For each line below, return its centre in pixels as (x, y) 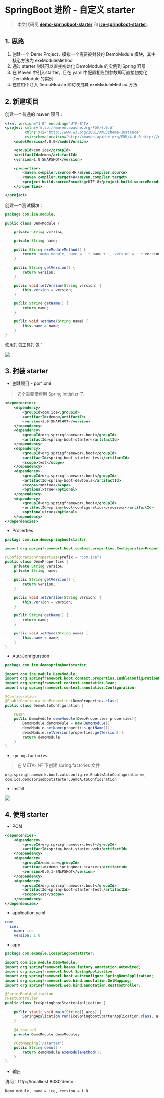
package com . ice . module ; (30, 214)
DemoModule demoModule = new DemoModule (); (67, 723)
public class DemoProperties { (37, 562)
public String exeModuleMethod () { (50, 250)
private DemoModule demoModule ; (47, 1034)
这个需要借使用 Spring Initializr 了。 (52, 394)
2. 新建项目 (22, 101)
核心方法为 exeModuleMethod (42, 60)
